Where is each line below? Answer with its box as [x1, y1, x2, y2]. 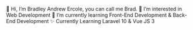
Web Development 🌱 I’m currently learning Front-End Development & [6, 12, 171, 18]
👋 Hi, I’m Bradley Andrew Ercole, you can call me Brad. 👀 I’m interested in [6, 6, 182, 12]
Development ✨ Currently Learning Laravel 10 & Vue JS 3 [16, 18, 155, 24]
